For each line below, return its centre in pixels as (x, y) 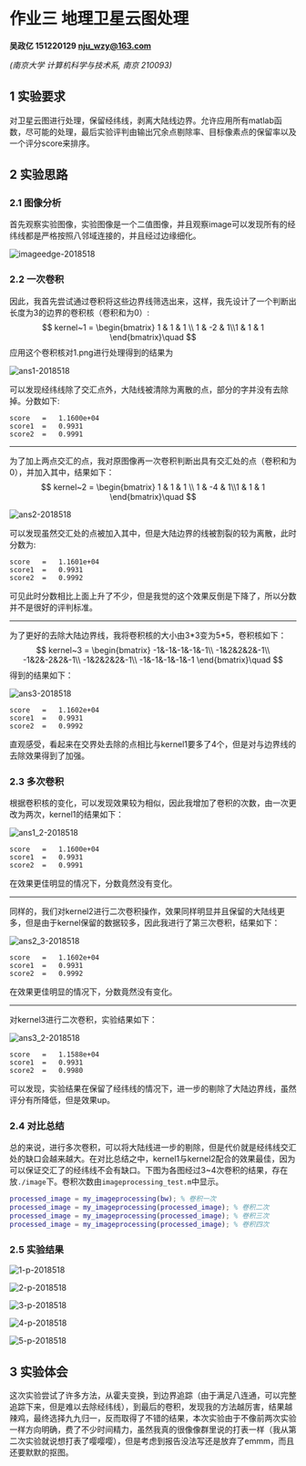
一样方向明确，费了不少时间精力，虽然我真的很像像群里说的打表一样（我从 (149, 1430)
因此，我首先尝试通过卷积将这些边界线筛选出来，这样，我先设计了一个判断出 (153, 301)
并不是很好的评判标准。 (53, 607)
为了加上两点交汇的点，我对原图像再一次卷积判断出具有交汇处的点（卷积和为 (153, 461)
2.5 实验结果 (37, 1249)
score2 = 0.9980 (46, 1071)
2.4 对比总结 (37, 1126)
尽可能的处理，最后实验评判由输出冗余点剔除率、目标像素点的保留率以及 (161, 131)
